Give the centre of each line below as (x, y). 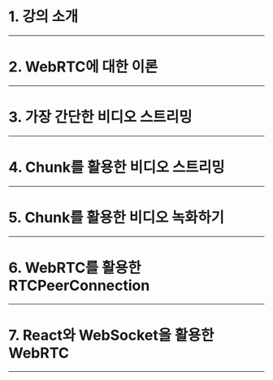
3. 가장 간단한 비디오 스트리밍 (100, 117)
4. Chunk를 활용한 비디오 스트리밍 (117, 167)
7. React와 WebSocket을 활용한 (111, 335)
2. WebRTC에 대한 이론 (83, 67)
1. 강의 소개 (43, 17)
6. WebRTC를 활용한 (75, 268)
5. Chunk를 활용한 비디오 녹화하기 (117, 217)
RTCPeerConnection (79, 285)
